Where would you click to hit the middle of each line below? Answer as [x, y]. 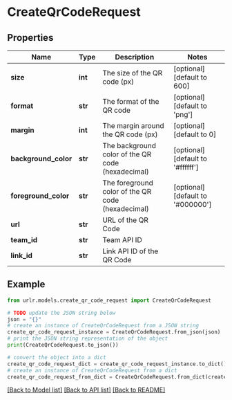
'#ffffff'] [186, 167]
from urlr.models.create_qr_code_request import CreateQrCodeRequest [109, 300]
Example [26, 284]
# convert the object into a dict [57, 357]
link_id [22, 255]
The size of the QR [133, 73]
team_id [24, 240]
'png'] [183, 115]
